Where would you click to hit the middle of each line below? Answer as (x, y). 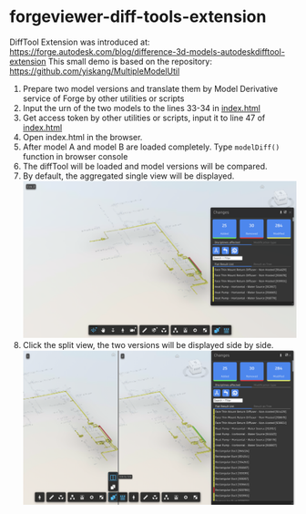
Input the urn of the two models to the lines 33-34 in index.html (142, 108)
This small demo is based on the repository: (130, 61)
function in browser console (75, 156)
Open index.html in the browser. (82, 137)
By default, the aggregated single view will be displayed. (128, 176)
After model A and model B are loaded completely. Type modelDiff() (151, 147)
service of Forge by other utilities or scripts (103, 98)
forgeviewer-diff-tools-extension (138, 17)
